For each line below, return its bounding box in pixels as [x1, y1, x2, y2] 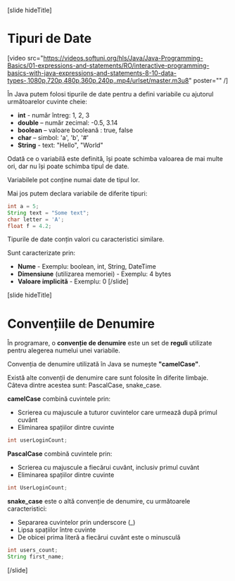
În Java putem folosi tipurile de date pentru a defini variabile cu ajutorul [7, 89, 214, 98]
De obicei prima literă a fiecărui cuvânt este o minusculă [17, 533, 181, 542]
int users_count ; [7, 547, 58, 554]
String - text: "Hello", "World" [17, 141, 103, 149]
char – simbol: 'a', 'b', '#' [17, 133, 89, 141]
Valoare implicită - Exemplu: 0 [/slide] [17, 277, 129, 286]
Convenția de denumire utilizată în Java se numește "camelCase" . [7, 360, 201, 369]
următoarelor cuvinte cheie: [7, 97, 88, 106]
